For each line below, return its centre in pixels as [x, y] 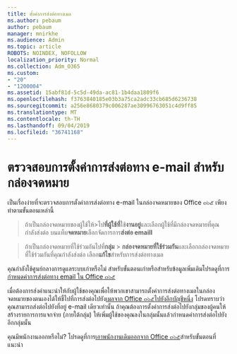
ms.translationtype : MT [42, 112]
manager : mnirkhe [33, 34]
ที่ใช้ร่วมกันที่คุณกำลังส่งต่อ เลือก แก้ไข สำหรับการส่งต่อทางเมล [94, 254]
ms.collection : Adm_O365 [44, 66]
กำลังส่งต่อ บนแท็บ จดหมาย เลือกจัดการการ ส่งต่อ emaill [89, 232]
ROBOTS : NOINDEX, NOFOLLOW [47, 54]
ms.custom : [23, 73]
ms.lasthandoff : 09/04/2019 [49, 125]
